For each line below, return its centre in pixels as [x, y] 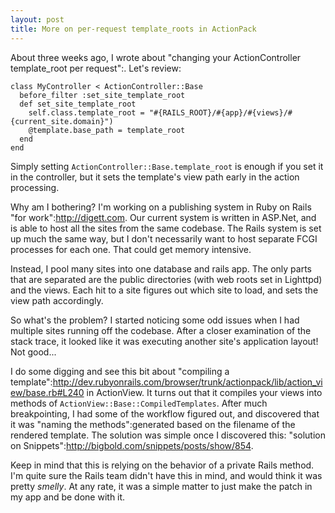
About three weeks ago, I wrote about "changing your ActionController [156, 57]
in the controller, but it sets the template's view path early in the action [155, 177]
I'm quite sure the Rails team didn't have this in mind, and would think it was [166, 475]
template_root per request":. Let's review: [96, 68]
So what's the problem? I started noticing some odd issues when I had [155, 320]
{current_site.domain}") [62, 121]
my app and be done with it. [68, 497]
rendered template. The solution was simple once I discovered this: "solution [168, 435]
